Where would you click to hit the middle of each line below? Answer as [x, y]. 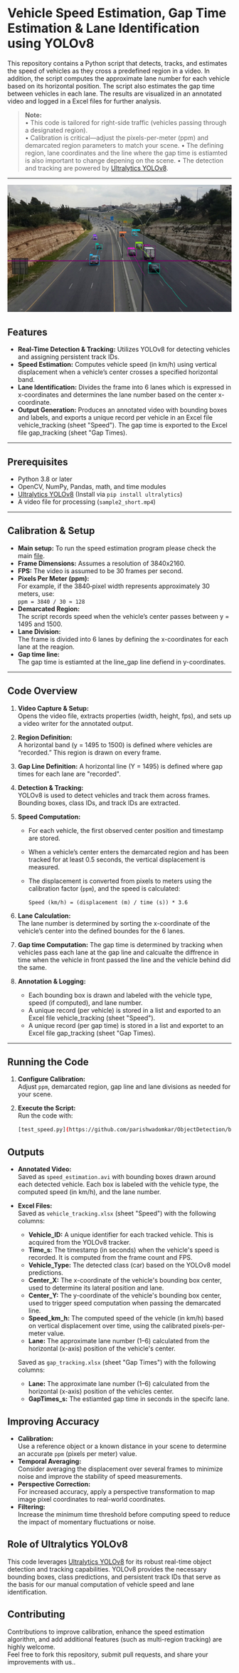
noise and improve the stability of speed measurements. [100, 1476]
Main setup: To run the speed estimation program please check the [117, 548]
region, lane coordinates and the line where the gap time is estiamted [126, 153]
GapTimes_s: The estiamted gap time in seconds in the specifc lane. [129, 1399]
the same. [32, 967]
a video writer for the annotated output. [75, 723]
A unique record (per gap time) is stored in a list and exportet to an [126, 1025]
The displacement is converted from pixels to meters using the [120, 881]
